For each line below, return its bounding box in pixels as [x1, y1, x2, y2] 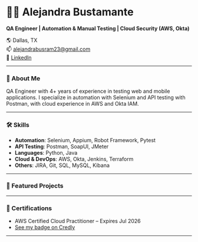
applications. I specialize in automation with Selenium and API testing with [6, 94, 186, 101]
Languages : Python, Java [14, 149, 78, 156]
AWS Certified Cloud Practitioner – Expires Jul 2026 [14, 218, 141, 225]
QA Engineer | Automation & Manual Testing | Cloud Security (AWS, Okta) [6, 25, 190, 32]
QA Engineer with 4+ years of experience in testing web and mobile [6, 88, 170, 95]
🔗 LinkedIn [6, 54, 32, 61]
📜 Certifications [6, 204, 52, 212]
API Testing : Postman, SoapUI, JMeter [14, 143, 109, 150]
